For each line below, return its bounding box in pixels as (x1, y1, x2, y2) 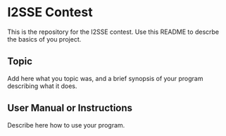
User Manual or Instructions (7, 102, 132, 114)
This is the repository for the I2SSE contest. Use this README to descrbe (7, 27, 220, 36)
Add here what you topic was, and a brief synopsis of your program (7, 74, 203, 82)
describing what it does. (7, 82, 77, 90)
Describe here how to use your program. (7, 120, 125, 129)
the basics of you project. (7, 35, 82, 43)
